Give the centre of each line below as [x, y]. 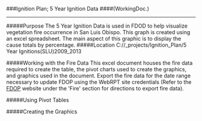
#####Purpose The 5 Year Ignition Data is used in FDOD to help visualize [97, 26]
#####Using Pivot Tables [38, 100]
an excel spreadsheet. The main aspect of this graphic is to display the [94, 39]
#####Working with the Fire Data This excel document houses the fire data [99, 63]
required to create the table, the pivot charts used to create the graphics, [96, 69]
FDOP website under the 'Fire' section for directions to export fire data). [95, 88]
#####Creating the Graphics [42, 111]
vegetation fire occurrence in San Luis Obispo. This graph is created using [98, 32]
